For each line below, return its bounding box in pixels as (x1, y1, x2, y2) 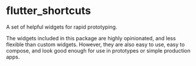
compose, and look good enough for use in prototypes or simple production (6, 47, 191, 54)
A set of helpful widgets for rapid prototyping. (6, 23, 117, 30)
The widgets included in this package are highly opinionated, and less (6, 34, 176, 41)
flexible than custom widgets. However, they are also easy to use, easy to (6, 41, 185, 48)
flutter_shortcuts (6, 4, 92, 18)
